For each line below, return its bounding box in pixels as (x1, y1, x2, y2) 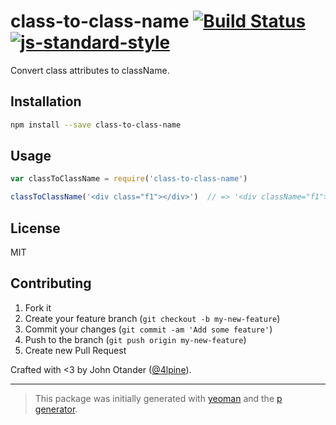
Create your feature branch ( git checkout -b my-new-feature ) (24, 312, 281, 324)
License (10, 220, 61, 237)
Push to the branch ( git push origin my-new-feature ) (24, 333, 247, 345)
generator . (34, 403, 78, 415)
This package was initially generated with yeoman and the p (34, 392, 283, 404)
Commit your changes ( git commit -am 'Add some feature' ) (24, 323, 273, 335)
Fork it (24, 301, 52, 314)
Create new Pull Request (24, 344, 127, 356)
